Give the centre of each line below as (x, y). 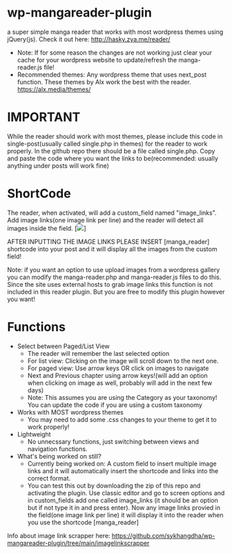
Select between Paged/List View (64, 346)
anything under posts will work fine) (58, 165)
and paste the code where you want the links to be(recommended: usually (113, 158)
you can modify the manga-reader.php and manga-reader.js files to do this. (114, 277)
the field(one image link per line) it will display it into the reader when (125, 515)
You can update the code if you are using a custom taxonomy (115, 405)
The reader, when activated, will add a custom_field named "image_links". (112, 213)
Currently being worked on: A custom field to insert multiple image (122, 464)
